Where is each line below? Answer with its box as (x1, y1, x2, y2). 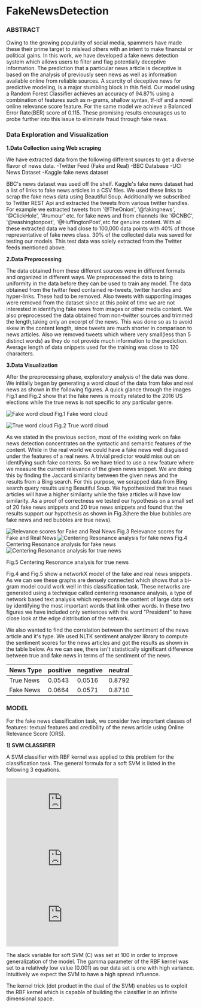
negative (77, 666, 103, 674)
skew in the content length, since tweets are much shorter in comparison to (6, 324, 193, 331)
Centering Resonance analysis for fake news (6, 541, 117, 548)
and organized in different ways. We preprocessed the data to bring (6, 273, 173, 280)
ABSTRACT (6, 26, 40, 34)
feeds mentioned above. (6, 244, 66, 251)
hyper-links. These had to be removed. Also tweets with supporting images (6, 292, 191, 300)
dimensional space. (6, 995, 54, 1002)
